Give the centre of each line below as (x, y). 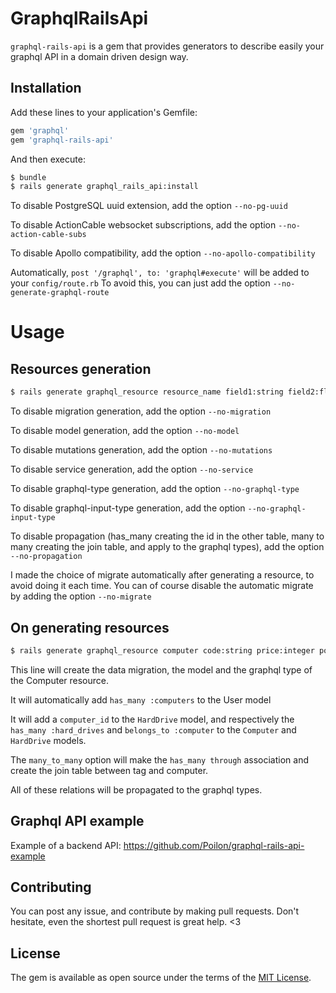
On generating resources (90, 627)
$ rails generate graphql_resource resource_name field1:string (147, 392)
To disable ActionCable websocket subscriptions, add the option (143, 225)
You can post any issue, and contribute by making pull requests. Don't (155, 911)
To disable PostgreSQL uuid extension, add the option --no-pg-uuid (149, 206)
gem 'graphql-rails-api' (62, 140)
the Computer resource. (60, 680)
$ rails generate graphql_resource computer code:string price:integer (162, 650)
